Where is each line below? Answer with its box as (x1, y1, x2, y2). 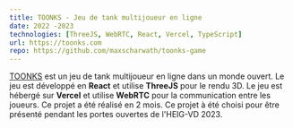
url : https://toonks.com (9, 38, 102, 47)
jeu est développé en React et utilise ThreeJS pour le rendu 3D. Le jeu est (9, 81, 283, 91)
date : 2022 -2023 (9, 21, 74, 30)
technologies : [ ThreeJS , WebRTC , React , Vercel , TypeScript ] (9, 30, 243, 38)
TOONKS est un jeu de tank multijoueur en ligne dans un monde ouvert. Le (9, 71, 285, 81)
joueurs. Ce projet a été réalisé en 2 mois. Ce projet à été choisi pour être (9, 99, 280, 110)
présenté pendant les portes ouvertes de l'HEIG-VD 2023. (9, 109, 223, 120)
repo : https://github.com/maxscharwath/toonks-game (9, 47, 206, 55)
